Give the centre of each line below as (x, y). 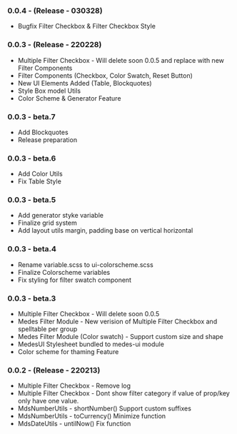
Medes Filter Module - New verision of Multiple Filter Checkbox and (117, 322)
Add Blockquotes (43, 132)
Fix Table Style (40, 181)
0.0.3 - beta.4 (32, 249)
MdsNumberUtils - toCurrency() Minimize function (92, 416)
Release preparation (47, 140)
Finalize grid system (47, 223)
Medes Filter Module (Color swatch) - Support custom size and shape (120, 337)
